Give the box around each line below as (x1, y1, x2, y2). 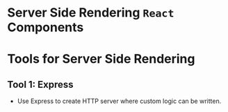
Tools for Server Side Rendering (7, 51, 195, 67)
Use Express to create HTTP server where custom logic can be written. (17, 97, 222, 105)
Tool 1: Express (7, 78, 74, 91)
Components (7, 19, 84, 35)
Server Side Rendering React (7, 5, 174, 21)
